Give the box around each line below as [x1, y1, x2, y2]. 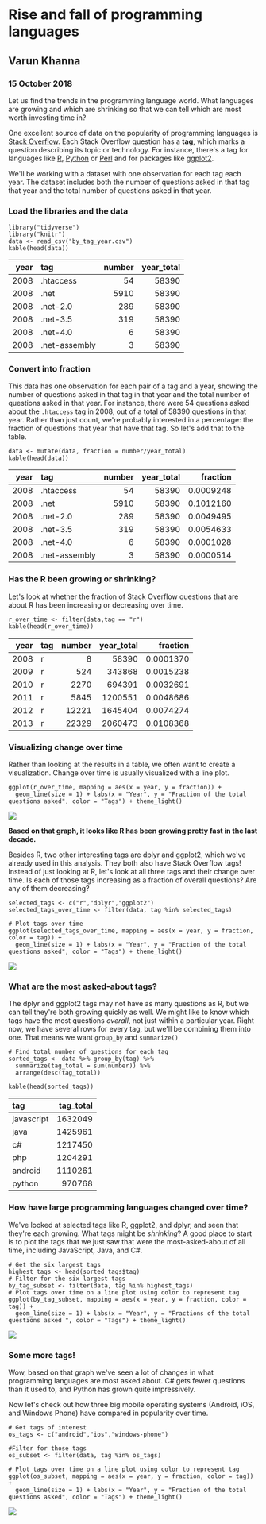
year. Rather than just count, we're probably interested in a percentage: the [8, 415, 254, 425]
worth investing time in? [8, 113, 87, 122]
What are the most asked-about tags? [8, 981, 157, 992]
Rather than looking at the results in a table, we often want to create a [8, 760, 236, 770]
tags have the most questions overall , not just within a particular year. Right [8, 1016, 254, 1025]
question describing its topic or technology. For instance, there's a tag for [8, 145, 249, 154]
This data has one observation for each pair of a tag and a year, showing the [8, 381, 258, 391]
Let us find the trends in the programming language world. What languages [8, 95, 254, 105]
